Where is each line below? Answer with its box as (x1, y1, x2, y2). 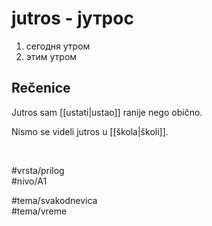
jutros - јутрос (11, 7, 134, 30)
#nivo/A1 (11, 175, 48, 187)
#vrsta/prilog (11, 164, 65, 176)
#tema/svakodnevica (11, 194, 98, 206)
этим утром (25, 50, 78, 62)
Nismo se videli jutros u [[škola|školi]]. (11, 125, 169, 137)
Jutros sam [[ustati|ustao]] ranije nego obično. (11, 106, 203, 118)
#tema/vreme (11, 205, 68, 217)
